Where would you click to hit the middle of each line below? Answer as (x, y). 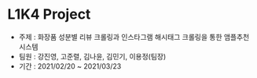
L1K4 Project (49, 14)
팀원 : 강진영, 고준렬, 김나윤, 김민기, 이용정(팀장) (92, 56)
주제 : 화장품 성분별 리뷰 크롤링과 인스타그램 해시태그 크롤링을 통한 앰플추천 (134, 37)
